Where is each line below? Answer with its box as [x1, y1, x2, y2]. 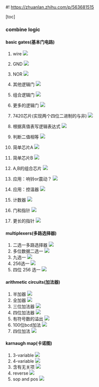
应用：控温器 [12, 186, 39, 192]
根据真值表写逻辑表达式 [12, 124, 61, 129]
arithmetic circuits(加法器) [5, 279, 61, 285]
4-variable [12, 358, 34, 364]
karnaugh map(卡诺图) [5, 341, 52, 346]
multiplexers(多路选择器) [5, 230, 57, 236]
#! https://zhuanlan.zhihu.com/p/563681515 [5, 4, 94, 10]
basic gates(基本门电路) [5, 39, 55, 45]
